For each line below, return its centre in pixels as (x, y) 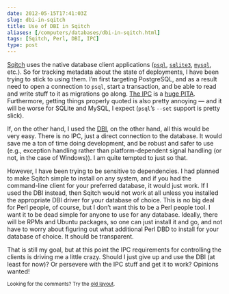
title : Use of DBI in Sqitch (49, 26)
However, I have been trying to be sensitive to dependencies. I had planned (113, 171)
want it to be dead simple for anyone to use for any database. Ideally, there (112, 215)
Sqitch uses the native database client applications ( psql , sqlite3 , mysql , (109, 65)
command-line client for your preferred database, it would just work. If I (108, 186)
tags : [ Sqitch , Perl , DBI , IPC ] (53, 39)
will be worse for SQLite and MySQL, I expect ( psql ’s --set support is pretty (114, 108)
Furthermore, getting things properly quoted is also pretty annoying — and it (114, 101)
